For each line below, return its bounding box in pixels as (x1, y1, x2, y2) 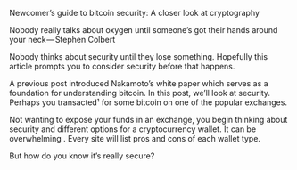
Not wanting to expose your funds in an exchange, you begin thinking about (9, 115, 288, 125)
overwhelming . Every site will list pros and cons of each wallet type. (9, 134, 261, 143)
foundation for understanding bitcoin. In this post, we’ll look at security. (9, 88, 270, 98)
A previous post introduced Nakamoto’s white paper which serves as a (9, 78, 269, 88)
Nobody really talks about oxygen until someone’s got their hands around (9, 25, 278, 35)
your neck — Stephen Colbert (9, 35, 116, 45)
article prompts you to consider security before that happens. (9, 61, 235, 71)
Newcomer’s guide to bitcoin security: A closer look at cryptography (9, 8, 260, 18)
